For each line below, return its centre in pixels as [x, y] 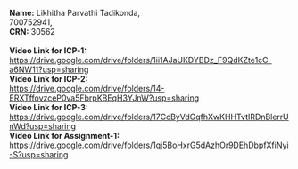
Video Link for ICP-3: [49, 107]
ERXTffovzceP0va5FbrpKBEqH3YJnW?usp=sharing [104, 98]
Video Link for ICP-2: [49, 79]
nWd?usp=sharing [43, 126]
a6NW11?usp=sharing [49, 69]
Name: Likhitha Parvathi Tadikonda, [75, 13]
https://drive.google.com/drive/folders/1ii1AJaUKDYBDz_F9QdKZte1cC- [141, 60]
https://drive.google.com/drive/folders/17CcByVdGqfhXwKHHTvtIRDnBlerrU [149, 117]
